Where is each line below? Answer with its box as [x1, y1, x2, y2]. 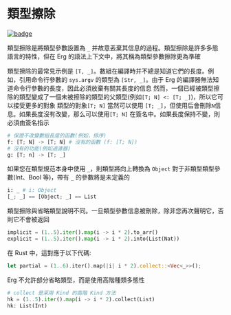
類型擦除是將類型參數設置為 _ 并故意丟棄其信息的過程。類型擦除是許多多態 [7, 43, 219, 52]
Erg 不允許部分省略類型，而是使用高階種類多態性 [7, 276, 145, 284]
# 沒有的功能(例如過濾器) [7, 145, 71, 152]
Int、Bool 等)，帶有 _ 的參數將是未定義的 [15, 173, 131, 182]
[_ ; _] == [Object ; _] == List [7, 193, 97, 200]
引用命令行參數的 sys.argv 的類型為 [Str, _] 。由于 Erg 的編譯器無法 [19, 75, 213, 83]
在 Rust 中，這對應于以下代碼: [7, 248, 91, 257]
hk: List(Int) [7, 302, 48, 309]
